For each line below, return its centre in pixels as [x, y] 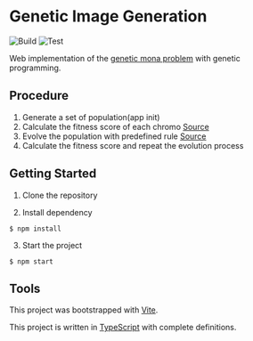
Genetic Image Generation [108, 16]
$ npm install [36, 229]
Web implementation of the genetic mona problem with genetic [125, 58]
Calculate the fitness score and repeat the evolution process [133, 145]
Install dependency [57, 212]
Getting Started [53, 174]
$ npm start [31, 261]
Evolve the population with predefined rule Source [114, 136]
